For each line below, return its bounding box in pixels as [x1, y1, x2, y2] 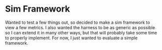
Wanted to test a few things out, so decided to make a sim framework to [5, 19, 150, 25]
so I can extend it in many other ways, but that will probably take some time [5, 30, 158, 35]
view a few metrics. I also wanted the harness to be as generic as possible [5, 24, 155, 30]
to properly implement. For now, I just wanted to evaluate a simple [5, 35, 138, 41]
